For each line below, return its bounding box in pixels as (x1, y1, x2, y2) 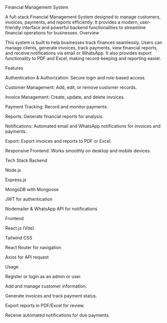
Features (5, 65, 23, 71)
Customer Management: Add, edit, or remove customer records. (5, 84, 137, 90)
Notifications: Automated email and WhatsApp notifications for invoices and (5, 123, 161, 129)
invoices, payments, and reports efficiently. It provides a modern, (5, 19, 139, 25)
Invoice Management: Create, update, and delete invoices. (5, 94, 125, 100)
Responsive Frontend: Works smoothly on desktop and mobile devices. (5, 148, 151, 154)
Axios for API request (5, 254, 49, 260)
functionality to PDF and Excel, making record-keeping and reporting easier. (5, 55, 162, 61)
